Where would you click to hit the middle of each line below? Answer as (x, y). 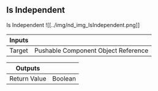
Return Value (28, 78)
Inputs (19, 40)
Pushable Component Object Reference (92, 50)
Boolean (64, 78)
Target (19, 50)
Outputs (28, 68)
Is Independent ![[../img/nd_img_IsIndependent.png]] (73, 25)
